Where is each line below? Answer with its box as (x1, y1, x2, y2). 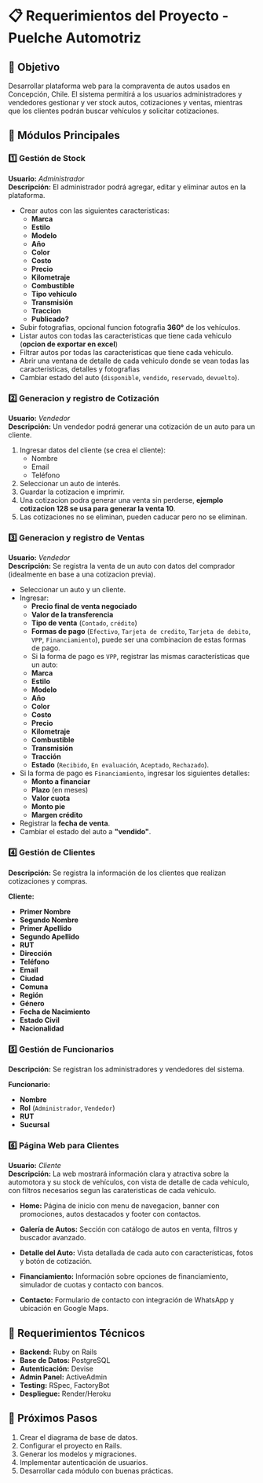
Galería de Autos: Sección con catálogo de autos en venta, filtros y (19, 1225, 238, 1234)
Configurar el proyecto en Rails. (19, 1441, 122, 1450)
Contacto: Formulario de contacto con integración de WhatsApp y (19, 1295, 234, 1305)
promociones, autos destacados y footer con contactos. (19, 1210, 202, 1219)
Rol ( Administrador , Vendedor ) (19, 1103, 115, 1112)
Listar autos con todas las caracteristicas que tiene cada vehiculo (19, 331, 232, 340)
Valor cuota (31, 793, 71, 803)
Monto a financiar (31, 777, 91, 786)
